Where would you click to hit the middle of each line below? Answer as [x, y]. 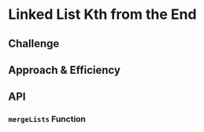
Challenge [34, 44]
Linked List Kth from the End [102, 15]
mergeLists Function [47, 119]
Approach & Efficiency [64, 70]
